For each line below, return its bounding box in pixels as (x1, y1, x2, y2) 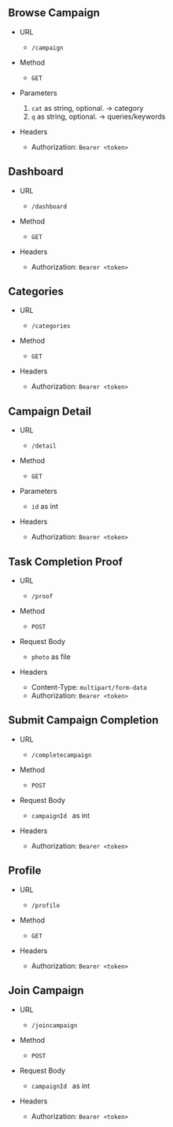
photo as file (31, 652, 71, 661)
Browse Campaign (8, 6, 101, 20)
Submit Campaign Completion (8, 713, 159, 727)
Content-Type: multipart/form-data (31, 683, 147, 692)
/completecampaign (31, 751, 92, 759)
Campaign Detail (8, 404, 92, 418)
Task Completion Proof (8, 554, 123, 569)
